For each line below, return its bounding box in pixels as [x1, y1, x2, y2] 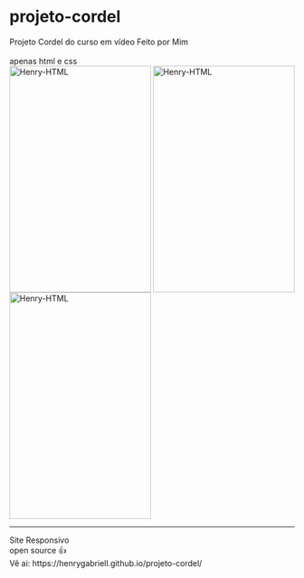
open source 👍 [9, 544, 67, 555]
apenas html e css [9, 55, 78, 66]
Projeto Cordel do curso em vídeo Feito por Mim [9, 36, 188, 47]
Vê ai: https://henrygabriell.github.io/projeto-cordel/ [9, 557, 203, 568]
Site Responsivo [9, 535, 70, 545]
